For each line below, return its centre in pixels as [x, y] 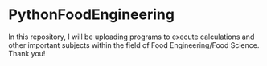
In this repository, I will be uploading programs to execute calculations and [131, 37]
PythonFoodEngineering [92, 15]
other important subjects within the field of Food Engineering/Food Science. [134, 45]
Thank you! [27, 53]
